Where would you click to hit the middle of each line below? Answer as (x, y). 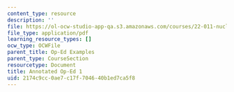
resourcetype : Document (42, 65)
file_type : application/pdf (48, 33)
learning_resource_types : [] (49, 39)
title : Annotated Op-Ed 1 (45, 71)
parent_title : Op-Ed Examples (51, 53)
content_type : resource (42, 13)
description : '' (31, 20)
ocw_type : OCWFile (34, 46)
